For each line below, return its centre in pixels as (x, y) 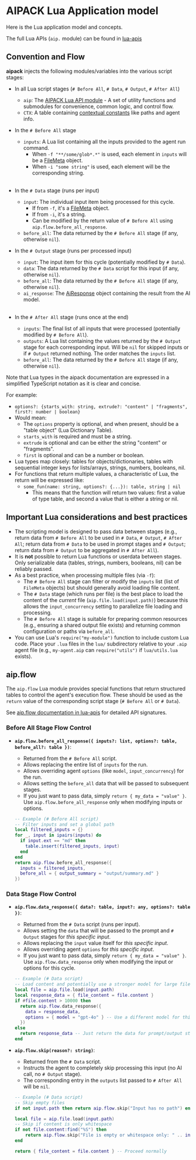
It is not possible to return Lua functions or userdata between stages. (98, 556)
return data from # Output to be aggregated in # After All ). (87, 550)
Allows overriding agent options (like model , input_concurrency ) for (104, 771)
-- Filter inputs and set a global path (64, 824)
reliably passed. (34, 569)
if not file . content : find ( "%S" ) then (61, 1130)
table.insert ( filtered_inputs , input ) (73, 846)
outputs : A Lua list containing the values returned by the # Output (102, 341)
